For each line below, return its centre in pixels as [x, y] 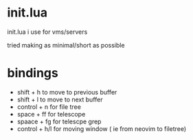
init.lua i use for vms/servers [47, 32]
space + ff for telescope [51, 114]
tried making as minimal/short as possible [66, 45]
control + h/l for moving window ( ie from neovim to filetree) [102, 128]
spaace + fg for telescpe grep [59, 121]
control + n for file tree [49, 107]
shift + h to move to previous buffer [67, 92]
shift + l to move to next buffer [60, 99]
